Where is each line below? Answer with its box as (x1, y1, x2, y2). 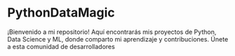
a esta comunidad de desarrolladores (7, 42, 116, 50)
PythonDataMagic (7, 5, 116, 21)
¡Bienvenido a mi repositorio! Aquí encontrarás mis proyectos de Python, (7, 28, 217, 36)
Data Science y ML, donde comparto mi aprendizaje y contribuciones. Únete (7, 35, 229, 43)
